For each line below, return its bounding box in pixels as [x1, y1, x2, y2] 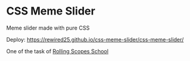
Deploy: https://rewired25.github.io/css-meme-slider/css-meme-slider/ [6, 36, 184, 43]
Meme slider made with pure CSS [6, 24, 90, 31]
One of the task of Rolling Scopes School [6, 47, 109, 55]
